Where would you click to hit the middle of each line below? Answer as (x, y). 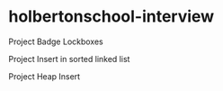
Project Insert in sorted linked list (69, 59)
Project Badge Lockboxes (56, 41)
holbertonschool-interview (111, 17)
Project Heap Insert (45, 76)
